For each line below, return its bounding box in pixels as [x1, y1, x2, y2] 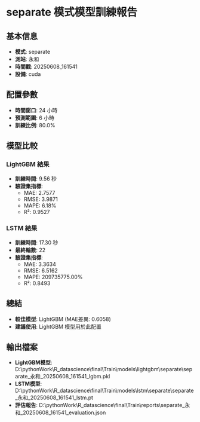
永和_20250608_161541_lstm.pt [17, 394, 94, 401]
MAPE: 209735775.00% [23, 273, 83, 280]
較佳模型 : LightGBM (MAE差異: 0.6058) [14, 315, 112, 323]
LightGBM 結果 [6, 160, 50, 169]
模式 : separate [14, 48, 51, 55]
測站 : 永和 [14, 56, 39, 63]
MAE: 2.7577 [23, 189, 56, 196]
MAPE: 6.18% [23, 201, 57, 209]
